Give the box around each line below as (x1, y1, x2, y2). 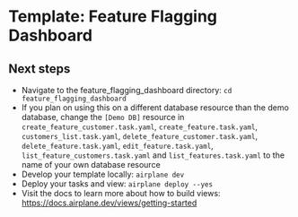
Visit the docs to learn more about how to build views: (21, 188, 221, 198)
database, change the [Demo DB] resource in (21, 112, 185, 122)
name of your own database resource (21, 160, 161, 169)
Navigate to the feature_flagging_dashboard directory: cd (21, 85, 232, 95)
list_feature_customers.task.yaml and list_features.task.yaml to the (21, 150, 285, 161)
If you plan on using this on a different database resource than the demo (21, 102, 289, 113)
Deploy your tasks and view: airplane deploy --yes (21, 178, 213, 189)
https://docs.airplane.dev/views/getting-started (21, 197, 197, 208)
